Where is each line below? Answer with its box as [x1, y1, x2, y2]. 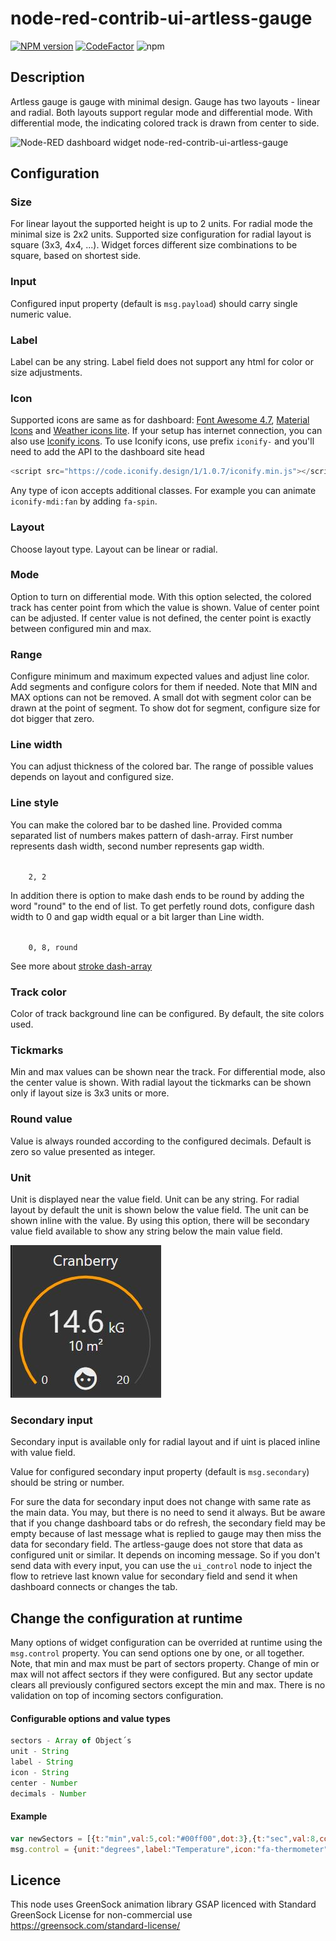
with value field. [10, 1447, 76, 1459]
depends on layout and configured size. [10, 771, 175, 783]
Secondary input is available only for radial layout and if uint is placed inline [10, 1436, 321, 1448]
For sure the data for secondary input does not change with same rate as [10, 1496, 312, 1508]
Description [10, 69, 85, 86]
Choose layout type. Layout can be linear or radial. [10, 543, 218, 555]
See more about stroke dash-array [10, 960, 153, 972]
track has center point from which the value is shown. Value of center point [10, 601, 320, 613]
